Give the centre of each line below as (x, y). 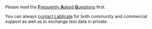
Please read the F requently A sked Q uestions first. (55, 7)
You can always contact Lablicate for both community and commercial (76, 16)
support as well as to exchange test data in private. (57, 22)
